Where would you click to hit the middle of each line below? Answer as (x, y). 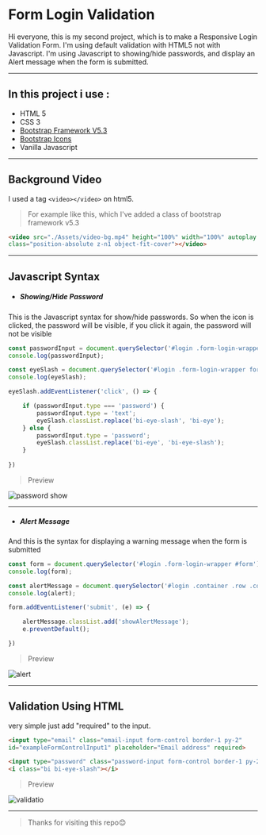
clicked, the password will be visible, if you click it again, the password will (130, 325)
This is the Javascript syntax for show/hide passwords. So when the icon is (131, 317)
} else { (37, 428)
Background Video (55, 180)
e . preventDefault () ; (56, 629)
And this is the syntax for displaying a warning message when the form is (128, 541)
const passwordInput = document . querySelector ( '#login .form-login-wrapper (136, 348)
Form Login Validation (82, 15)
